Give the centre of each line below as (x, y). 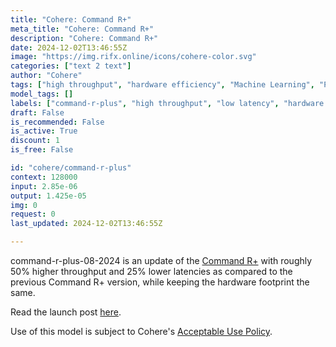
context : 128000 (44, 177)
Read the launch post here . (66, 312)
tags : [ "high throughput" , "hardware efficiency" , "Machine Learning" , (162, 85)
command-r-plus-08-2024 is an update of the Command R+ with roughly (161, 260)
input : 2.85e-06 (44, 186)
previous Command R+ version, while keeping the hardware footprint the (160, 282)
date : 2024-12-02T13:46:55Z (69, 47)
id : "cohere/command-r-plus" (71, 168)
